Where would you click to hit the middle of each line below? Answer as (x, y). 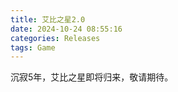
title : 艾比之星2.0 (48, 19)
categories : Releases (55, 38)
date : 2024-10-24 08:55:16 (66, 29)
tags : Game (33, 47)
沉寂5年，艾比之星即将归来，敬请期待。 (92, 77)
